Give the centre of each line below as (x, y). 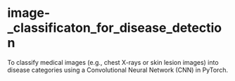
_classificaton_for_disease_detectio (115, 28)
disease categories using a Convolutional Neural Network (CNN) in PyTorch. (118, 70)
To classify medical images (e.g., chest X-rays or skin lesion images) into (113, 62)
